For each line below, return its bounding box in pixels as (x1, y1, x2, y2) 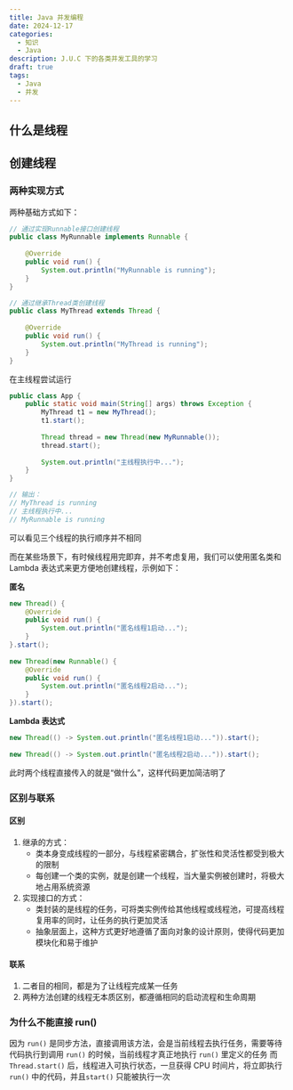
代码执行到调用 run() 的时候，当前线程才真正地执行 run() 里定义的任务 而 (9, 1049, 278, 1060)
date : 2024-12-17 (9, 21, 74, 30)
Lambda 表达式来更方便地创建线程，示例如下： (9, 562, 181, 573)
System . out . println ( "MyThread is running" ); (41, 339, 209, 348)
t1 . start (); (41, 416, 86, 426)
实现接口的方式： (21, 892, 85, 903)
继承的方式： (21, 836, 69, 847)
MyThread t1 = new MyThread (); (41, 408, 157, 417)
